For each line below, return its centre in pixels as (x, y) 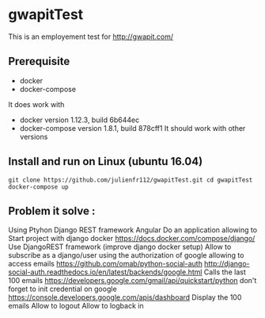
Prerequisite (39, 61)
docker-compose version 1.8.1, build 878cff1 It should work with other (132, 128)
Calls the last (225, 272)
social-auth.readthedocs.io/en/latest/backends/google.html (105, 272)
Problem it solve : (52, 211)
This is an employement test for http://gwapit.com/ (91, 36)
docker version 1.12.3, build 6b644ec (79, 120)
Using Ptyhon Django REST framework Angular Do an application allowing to (133, 230)
